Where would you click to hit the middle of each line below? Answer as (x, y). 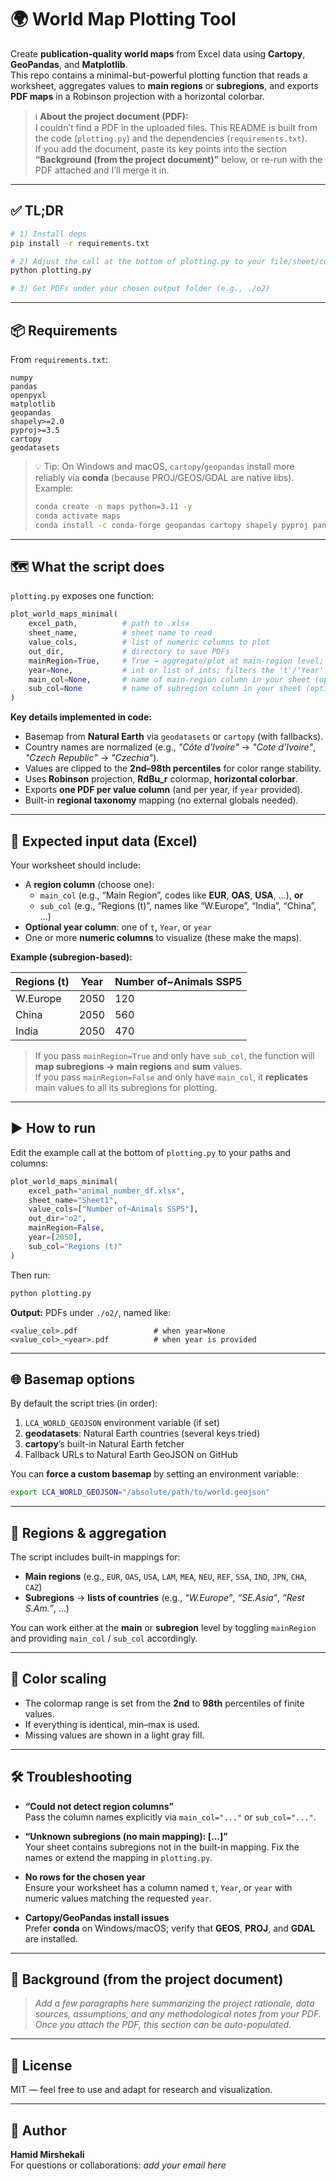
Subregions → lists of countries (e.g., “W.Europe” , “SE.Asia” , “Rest (164, 1597)
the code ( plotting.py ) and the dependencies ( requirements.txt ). (171, 138)
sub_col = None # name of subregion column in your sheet (165, 689)
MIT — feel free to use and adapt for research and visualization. (141, 2090)
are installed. (51, 1938)
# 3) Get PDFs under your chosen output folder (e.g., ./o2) (140, 289)
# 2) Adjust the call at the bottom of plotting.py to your (138, 261)
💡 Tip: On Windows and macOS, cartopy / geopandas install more (164, 466)
